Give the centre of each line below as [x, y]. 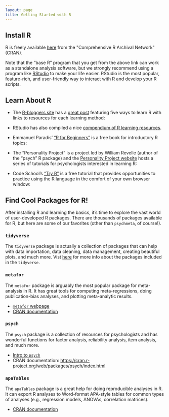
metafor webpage [31, 306]
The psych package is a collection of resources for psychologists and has [81, 334]
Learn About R [28, 100]
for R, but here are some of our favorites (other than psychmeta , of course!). [83, 223]
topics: [20, 143]
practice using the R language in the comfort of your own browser [81, 179]
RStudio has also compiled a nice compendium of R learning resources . [87, 128]
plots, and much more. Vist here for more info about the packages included [83, 257]
